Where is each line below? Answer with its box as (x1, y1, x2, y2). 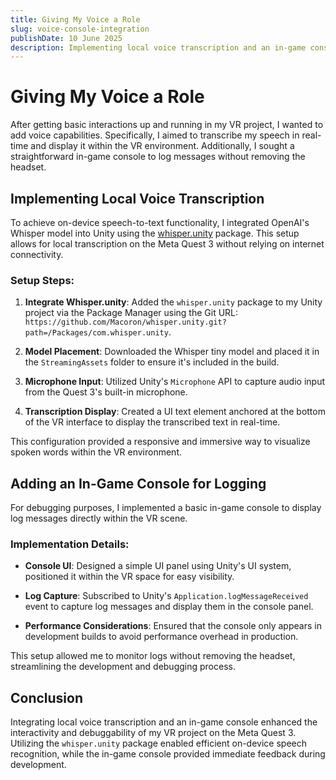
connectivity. (10, 249, 64, 260)
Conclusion (10, 689, 84, 706)
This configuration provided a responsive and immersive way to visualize (10, 436, 311, 448)
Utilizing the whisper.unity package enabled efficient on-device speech (10, 737, 307, 750)
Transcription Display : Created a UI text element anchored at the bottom (24, 406, 326, 418)
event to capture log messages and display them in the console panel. (24, 601, 314, 613)
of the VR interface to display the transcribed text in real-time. (24, 416, 281, 428)
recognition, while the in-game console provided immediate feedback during (10, 748, 326, 760)
